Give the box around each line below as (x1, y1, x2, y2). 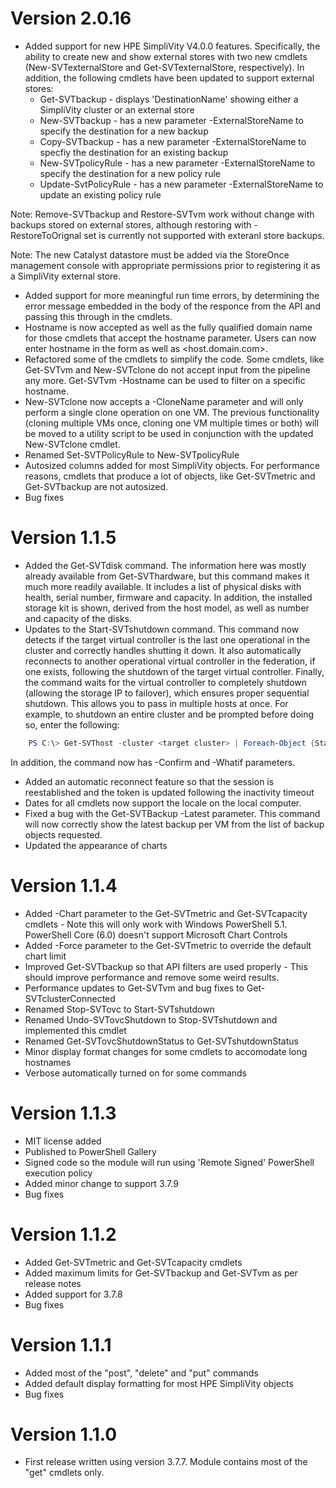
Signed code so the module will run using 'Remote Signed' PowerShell (24, 1156, 315, 1168)
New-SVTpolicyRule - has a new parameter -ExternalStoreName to (39, 157, 316, 169)
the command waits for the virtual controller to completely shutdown (24, 676, 308, 688)
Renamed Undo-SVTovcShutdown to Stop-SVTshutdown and (24, 1013, 278, 1026)
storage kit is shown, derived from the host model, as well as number (24, 602, 310, 614)
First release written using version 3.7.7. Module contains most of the (24, 1456, 308, 1468)
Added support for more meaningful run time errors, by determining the (24, 289, 320, 301)
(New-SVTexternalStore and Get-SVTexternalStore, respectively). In (24, 61, 305, 73)
